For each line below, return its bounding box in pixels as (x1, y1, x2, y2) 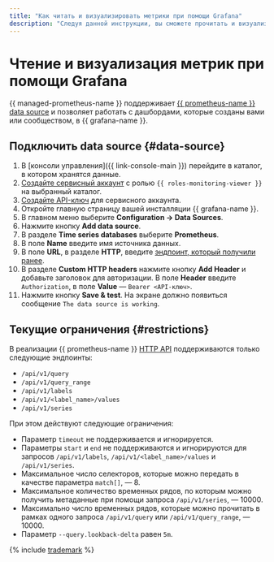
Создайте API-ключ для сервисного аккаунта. (20, 196, 181, 205)
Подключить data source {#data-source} (9, 139, 226, 153)
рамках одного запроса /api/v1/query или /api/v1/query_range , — (20, 512, 250, 522)
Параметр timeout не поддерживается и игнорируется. (20, 434, 214, 444)
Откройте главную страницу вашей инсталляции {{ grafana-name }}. (20, 204, 259, 214)
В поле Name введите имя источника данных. (20, 239, 181, 249)
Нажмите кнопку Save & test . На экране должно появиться (20, 290, 228, 300)
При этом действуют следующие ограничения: (9, 419, 174, 429)
